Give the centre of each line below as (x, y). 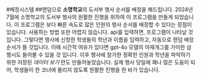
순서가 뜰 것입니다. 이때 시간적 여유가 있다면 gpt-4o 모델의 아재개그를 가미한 (96, 47)
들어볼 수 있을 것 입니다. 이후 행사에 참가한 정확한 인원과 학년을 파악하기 (106, 55)
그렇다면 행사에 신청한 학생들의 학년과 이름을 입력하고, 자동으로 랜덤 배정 (109, 39)
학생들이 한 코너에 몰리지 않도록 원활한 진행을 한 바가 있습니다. (87, 70)
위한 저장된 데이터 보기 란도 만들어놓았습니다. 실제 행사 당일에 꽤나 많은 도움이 (98, 62)
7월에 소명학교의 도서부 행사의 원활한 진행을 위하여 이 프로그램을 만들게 (90, 17)
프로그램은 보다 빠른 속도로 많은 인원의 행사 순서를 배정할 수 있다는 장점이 (106, 24)
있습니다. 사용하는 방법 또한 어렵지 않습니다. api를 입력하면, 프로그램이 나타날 (97, 32)
